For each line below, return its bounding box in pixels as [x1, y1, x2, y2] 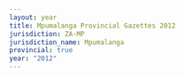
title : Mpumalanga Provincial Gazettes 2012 [9, 21, 176, 30]
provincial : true [9, 46, 73, 55]
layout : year [9, 12, 57, 22]
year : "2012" [9, 54, 57, 63]
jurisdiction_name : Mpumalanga [9, 37, 125, 47]
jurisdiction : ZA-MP [9, 29, 86, 38]
